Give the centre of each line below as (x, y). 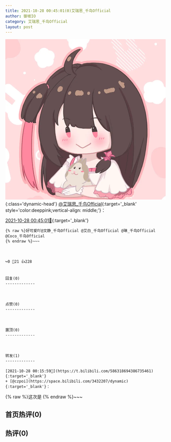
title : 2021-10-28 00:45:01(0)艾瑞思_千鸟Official (58, 11)
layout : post (19, 27)
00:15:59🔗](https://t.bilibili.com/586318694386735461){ (93, 371)
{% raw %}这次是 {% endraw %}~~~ (44, 397)
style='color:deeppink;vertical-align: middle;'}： (55, 210)
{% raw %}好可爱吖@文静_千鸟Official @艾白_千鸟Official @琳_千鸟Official (80, 231)
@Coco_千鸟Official (25, 236)
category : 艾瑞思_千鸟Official (36, 21)
